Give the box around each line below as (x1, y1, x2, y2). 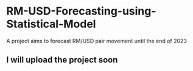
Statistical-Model (6, 17, 96, 31)
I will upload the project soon (6, 55, 118, 65)
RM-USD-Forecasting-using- (6, 4, 156, 18)
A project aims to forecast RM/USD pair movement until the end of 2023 (6, 37, 188, 44)
